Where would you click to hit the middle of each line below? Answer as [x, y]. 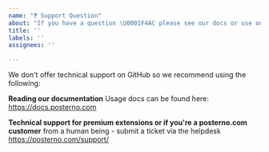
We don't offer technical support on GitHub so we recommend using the [127, 75]
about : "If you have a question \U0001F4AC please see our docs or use [130, 23]
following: [24, 84]
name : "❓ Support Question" [55, 16]
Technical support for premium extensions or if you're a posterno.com [128, 123]
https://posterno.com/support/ [59, 139]
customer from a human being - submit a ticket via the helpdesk [115, 131]
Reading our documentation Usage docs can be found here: [109, 99]
